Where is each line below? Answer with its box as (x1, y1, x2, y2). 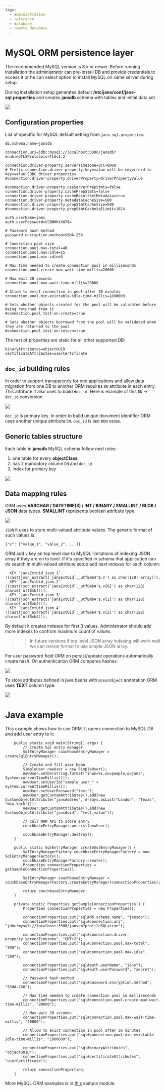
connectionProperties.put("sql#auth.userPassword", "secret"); (23, 967, 156, 972)
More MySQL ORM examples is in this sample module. (5, 1081, 116, 1087)
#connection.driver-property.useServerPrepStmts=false (5, 185, 121, 190)
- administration (9, 12, 46, 17)
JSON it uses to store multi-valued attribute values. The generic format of (5, 527, 153, 533)
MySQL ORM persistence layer (5, 47, 134, 59)
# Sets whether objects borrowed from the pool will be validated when (5, 320, 156, 325)
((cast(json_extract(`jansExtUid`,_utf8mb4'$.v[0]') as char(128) (5, 584, 145, 589)
